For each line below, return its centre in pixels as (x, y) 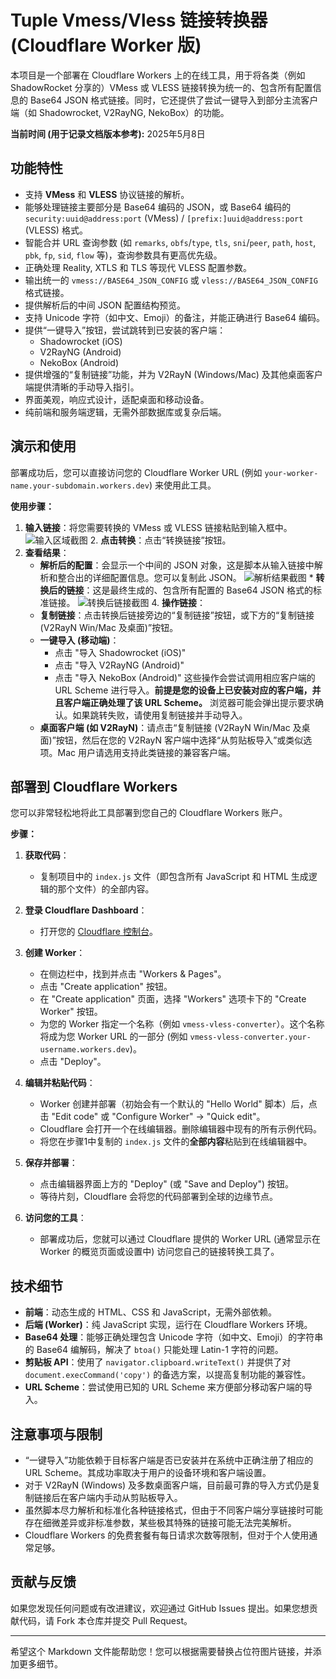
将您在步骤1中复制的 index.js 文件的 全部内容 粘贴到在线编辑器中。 (176, 1142)
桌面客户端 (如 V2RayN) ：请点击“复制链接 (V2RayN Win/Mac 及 (170, 727)
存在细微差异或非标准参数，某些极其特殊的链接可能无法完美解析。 (160, 1522)
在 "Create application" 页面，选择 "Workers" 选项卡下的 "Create (173, 999)
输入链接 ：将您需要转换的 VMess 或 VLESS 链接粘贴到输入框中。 (158, 527)
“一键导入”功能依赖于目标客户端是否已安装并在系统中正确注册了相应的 (169, 1460)
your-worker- (291, 473)
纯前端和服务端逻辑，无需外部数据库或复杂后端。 (125, 412)
